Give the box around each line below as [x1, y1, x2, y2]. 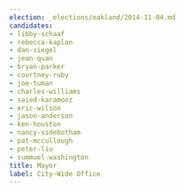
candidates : [9, 21, 53, 30]
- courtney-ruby [9, 71, 69, 80]
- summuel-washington [9, 152, 89, 162]
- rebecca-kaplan [9, 37, 73, 47]
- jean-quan [9, 54, 53, 63]
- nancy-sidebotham [9, 128, 81, 137]
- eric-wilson [9, 104, 62, 112]
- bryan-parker [9, 63, 65, 72]
